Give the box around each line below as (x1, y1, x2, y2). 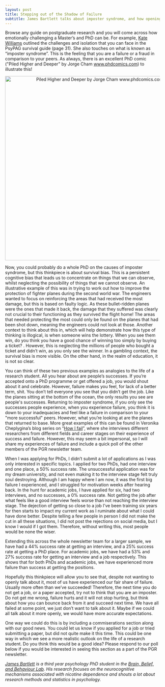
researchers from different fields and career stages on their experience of (5, 430, 155, 436)
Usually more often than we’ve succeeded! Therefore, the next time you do (5, 584, 157, 590)
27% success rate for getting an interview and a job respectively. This (5, 554, 146, 560)
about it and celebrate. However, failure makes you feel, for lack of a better (5, 384, 157, 390)
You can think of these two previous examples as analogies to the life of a (5, 368, 154, 374)
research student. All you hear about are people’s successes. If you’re (5, 373, 146, 379)
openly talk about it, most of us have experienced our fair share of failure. (5, 579, 154, 585)
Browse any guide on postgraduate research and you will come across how (5, 30, 158, 36)
